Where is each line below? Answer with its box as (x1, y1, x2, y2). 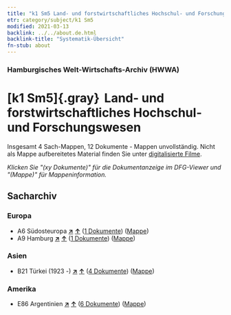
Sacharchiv (7, 190, 57, 202)
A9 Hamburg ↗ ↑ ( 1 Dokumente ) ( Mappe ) (16, 234, 136, 242)
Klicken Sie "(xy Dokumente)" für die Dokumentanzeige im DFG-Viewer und (7, 163, 221, 171)
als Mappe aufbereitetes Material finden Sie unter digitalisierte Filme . (7, 150, 202, 158)
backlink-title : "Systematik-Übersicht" (7, 36, 125, 43)
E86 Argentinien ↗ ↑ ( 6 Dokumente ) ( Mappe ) (16, 300, 146, 308)
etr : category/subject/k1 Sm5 (7, 17, 94, 23)
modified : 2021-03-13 (7, 23, 69, 30)
